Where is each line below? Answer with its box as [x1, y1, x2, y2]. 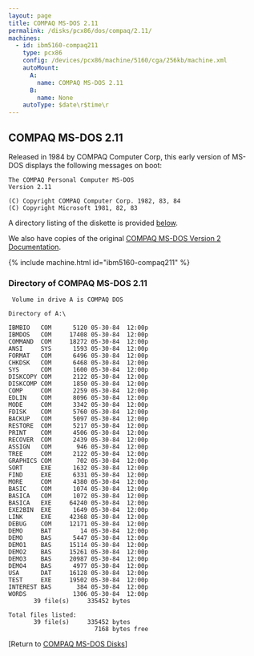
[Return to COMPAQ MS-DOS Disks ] [8, 639, 128, 649]
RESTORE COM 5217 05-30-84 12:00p [8, 422, 149, 430]
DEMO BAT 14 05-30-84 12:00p [8, 527, 149, 535]
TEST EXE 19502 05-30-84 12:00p [8, 576, 149, 585]
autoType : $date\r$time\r [22, 101, 110, 109]
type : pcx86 [22, 49, 62, 57]
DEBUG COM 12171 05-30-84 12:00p [8, 520, 149, 529]
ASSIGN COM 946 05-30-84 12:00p [8, 443, 149, 451]
